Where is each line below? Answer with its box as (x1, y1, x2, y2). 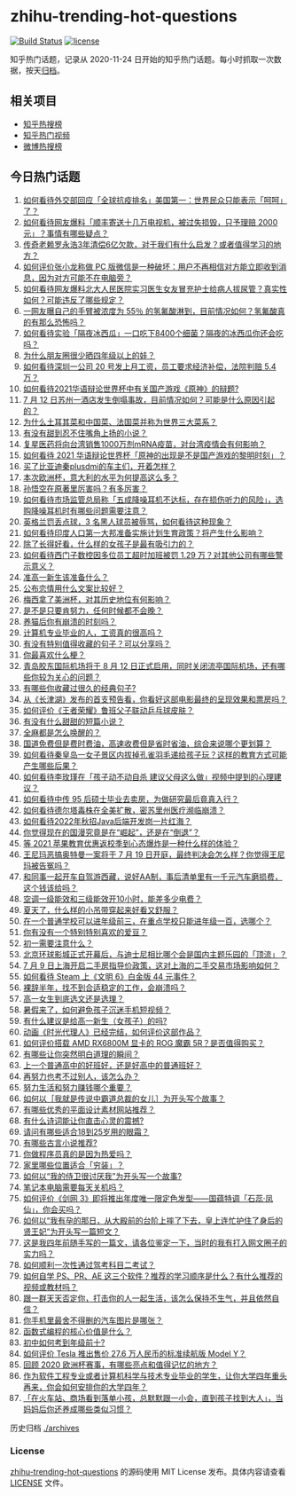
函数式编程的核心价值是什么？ (22, 1326, 132, 1336)
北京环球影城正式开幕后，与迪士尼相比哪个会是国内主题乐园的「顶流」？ (22, 949, 287, 959)
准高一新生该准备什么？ (22, 571, 109, 582)
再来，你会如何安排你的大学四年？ (22, 1382, 148, 1392)
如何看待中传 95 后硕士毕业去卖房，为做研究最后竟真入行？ (22, 793, 239, 804)
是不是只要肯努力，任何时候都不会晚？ (22, 605, 163, 616)
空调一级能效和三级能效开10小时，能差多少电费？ (22, 894, 203, 904)
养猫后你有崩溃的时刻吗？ (22, 616, 117, 626)
